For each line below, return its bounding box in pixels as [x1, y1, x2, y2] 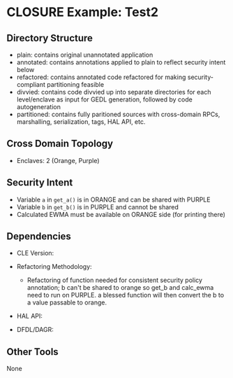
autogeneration [16, 103, 61, 111]
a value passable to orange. [27, 298, 107, 307]
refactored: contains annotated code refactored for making [16, 73, 186, 81]
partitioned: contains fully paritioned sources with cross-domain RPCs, [16, 110, 220, 118]
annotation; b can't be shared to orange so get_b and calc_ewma [27, 283, 214, 292]
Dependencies [6, 230, 71, 242]
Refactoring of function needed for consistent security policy [27, 276, 203, 284]
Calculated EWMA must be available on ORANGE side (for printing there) [16, 210, 226, 218]
